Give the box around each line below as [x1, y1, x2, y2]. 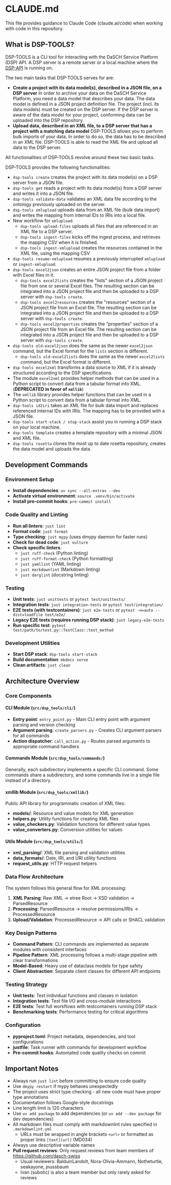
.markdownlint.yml [12, 1127, 52, 1132]
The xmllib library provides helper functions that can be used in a [12, 391, 152, 397]
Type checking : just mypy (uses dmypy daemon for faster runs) [12, 533, 148, 540]
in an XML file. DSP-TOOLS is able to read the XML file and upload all [12, 139, 158, 145]
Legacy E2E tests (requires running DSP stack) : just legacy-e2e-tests [12, 617, 164, 623]
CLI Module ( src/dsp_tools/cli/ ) [5, 705, 76, 711]
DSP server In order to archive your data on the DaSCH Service [12, 90, 146, 96]
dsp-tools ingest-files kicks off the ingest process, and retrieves [20, 234, 161, 240]
